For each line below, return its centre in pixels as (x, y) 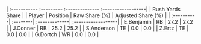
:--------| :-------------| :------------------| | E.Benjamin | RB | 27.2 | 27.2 (103, 22)
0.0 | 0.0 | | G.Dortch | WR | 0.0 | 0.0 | (53, 34)
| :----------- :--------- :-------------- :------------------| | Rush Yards (93, 9)
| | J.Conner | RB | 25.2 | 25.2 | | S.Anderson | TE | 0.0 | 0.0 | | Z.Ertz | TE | (97, 28)
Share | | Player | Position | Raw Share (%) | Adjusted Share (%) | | (88, 15)
